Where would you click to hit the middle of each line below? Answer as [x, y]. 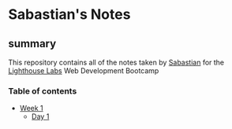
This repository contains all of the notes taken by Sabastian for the [116, 62]
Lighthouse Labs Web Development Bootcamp [84, 71]
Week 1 [31, 109]
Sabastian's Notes [69, 15]
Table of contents [43, 90]
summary [32, 44]
